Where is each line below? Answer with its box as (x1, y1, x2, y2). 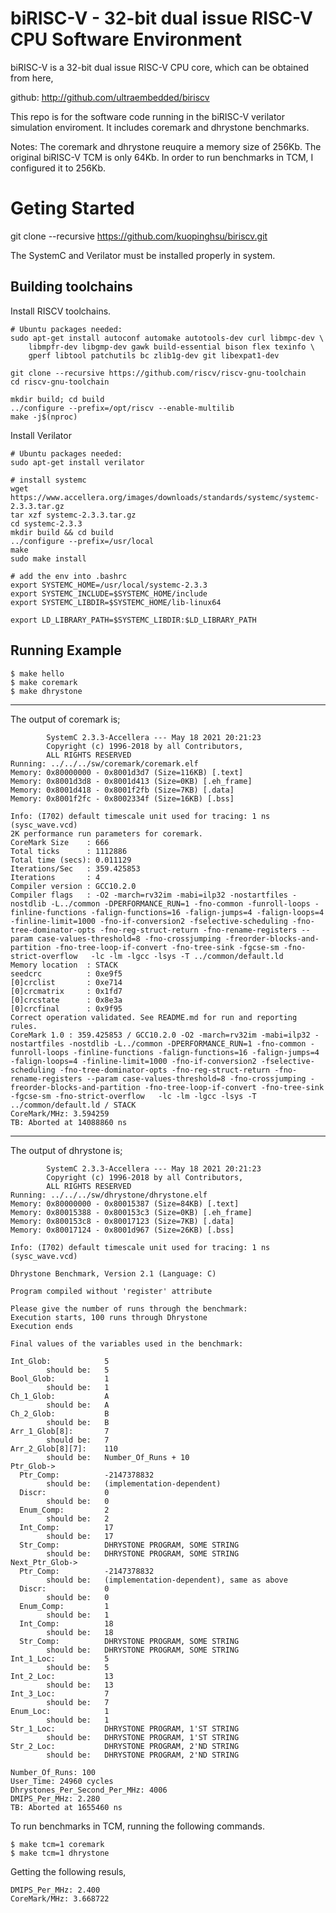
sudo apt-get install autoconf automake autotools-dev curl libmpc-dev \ (10, 333, 325, 343)
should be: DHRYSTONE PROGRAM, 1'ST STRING (46, 1732, 240, 1742)
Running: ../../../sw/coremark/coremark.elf (10, 758, 199, 769)
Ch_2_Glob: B (10, 1408, 110, 1419)
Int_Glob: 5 (10, 1356, 110, 1366)
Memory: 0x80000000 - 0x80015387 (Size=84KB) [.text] (10, 1198, 240, 1209)
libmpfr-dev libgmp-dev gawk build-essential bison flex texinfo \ (28, 342, 315, 352)
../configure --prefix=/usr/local (10, 536, 155, 546)
